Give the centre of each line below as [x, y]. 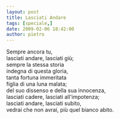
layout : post [23, 12]
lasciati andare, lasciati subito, [44, 103]
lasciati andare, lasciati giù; [40, 58]
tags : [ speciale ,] [29, 23]
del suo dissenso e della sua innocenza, [56, 90]
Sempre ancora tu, [29, 52]
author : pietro [25, 35]
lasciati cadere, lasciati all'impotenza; [53, 97]
